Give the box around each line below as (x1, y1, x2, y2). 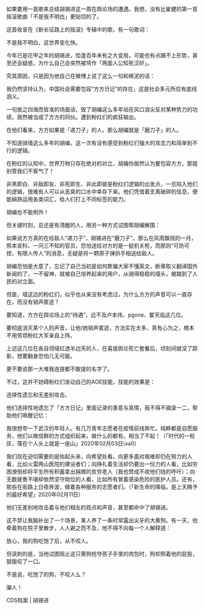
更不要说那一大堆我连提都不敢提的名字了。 (6, 365, 113, 373)
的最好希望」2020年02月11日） (6, 491, 84, 498)
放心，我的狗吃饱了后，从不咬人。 (6, 538, 92, 544)
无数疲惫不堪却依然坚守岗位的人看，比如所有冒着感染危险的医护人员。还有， (6, 475, 198, 483)
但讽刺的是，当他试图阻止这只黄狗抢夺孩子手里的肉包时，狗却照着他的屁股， (6, 550, 198, 557)
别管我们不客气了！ (6, 167, 55, 175)
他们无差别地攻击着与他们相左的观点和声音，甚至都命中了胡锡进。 (6, 504, 171, 511)
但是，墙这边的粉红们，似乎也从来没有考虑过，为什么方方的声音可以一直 (6, 291, 187, 298)
